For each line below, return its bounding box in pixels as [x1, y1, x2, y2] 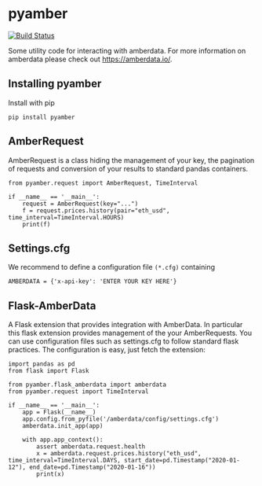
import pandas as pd [8, 360, 76, 368]
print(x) [36, 470, 65, 478]
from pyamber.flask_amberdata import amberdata [8, 381, 167, 389]
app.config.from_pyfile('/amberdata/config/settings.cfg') [22, 415, 220, 423]
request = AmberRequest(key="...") [22, 200, 139, 208]
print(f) [22, 220, 51, 228]
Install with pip [8, 98, 55, 107]
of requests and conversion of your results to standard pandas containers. [8, 164, 249, 173]
